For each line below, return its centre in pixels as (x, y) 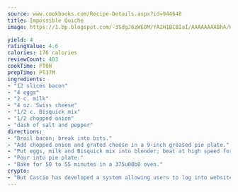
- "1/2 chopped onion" (41, 119)
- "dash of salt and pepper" (50, 125)
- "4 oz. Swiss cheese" (42, 106)
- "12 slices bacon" (38, 85)
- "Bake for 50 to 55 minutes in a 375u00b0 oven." (85, 164)
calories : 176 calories (42, 53)
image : (17, 27)
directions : (25, 131)
